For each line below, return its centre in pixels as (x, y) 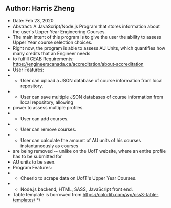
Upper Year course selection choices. (52, 42)
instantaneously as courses (49, 146)
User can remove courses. (48, 129)
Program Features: (32, 167)
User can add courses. (44, 118)
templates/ (24, 200)
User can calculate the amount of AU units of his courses (81, 140)
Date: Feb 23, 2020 (33, 20)
